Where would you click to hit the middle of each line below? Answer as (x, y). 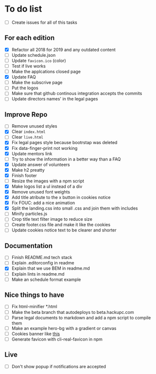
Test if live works (28, 66)
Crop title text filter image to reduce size (52, 219)
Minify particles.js (29, 214)
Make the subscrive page (37, 82)
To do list (23, 9)
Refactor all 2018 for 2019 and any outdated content (64, 49)
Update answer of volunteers (41, 164)
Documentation (29, 246)
